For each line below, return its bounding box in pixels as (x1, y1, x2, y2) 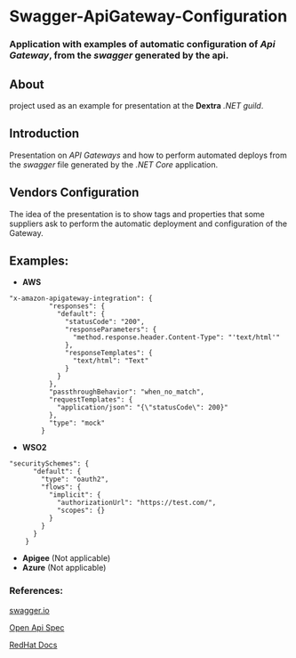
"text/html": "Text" (72, 356, 149, 366)
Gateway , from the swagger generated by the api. (9, 49, 229, 61)
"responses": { (48, 302, 105, 311)
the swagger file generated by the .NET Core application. (9, 158, 219, 170)
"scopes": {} (56, 506, 105, 516)
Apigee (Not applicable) (21, 553, 111, 564)
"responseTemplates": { (65, 349, 153, 358)
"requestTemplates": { (48, 395, 133, 404)
